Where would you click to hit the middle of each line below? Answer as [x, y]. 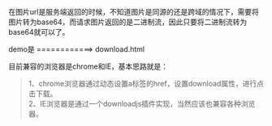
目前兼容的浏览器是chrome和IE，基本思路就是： [89, 66]
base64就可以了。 [39, 32]
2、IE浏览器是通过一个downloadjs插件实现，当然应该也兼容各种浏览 [142, 104]
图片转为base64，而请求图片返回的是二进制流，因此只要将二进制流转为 [128, 22]
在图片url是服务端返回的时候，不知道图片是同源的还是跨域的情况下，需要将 [134, 12]
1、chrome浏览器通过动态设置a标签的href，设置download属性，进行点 [146, 84]
